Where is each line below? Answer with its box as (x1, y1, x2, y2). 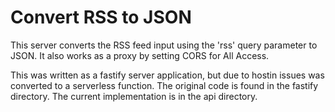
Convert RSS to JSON (10, 6, 192, 29)
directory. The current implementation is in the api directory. (10, 90, 258, 102)
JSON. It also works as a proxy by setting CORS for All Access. (10, 49, 270, 61)
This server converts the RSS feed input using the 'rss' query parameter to (10, 39, 318, 51)
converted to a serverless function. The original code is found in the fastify (10, 79, 319, 91)
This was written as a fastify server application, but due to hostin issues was (10, 69, 325, 81)
